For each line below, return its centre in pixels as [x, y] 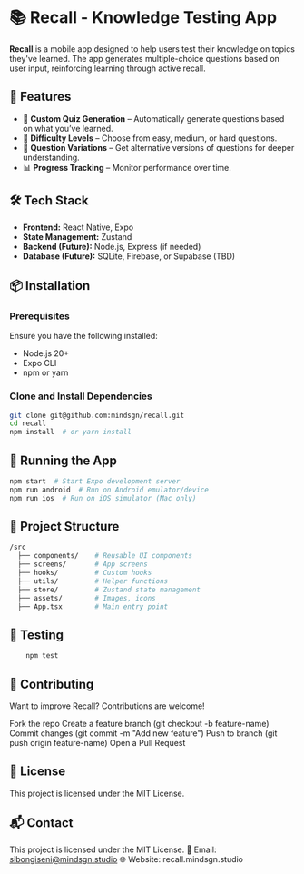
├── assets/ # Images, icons [87, 598]
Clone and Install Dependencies [81, 396]
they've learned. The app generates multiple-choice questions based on [144, 58]
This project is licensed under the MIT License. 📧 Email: [113, 849]
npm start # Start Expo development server [95, 481]
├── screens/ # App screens [83, 564]
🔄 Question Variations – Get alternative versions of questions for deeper [158, 147]
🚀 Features [40, 97]
